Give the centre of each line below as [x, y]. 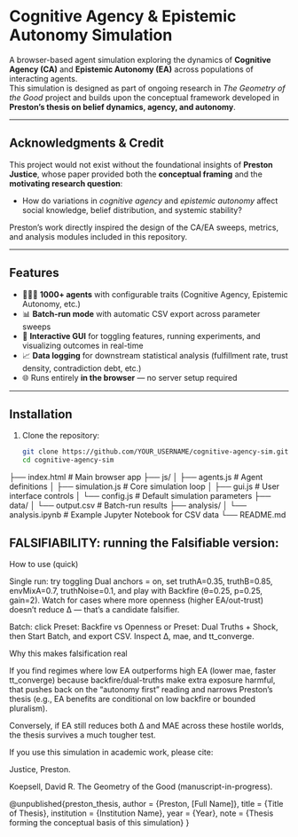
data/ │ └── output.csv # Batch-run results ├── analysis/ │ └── [128, 505]
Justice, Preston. [40, 769]
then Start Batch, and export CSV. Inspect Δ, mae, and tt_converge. [132, 636]
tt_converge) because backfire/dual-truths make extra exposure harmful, [142, 680]
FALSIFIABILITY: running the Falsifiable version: [144, 543]
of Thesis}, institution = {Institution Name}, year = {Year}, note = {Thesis [141, 813]
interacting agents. [43, 78]
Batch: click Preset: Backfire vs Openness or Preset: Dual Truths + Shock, [144, 627]
